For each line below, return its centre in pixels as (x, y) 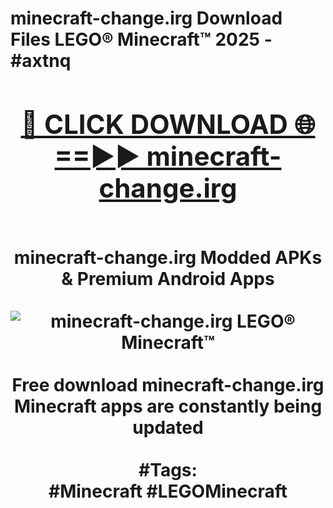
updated (168, 427)
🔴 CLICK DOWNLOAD (154, 124)
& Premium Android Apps (168, 278)
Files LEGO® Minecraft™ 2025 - (141, 39)
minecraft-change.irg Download (146, 18)
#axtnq (41, 61)
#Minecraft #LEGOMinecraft (168, 491)
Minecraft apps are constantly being (168, 406)
